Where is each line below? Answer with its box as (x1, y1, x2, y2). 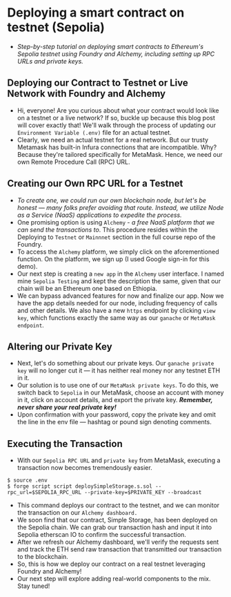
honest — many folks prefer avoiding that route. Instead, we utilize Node (17, 203, 224, 211)
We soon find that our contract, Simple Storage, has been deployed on (17, 516, 218, 524)
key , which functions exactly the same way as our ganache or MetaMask (17, 313, 216, 322)
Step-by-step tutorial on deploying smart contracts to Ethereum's (17, 42, 204, 50)
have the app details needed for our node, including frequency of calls (17, 298, 218, 307)
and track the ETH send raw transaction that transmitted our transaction (17, 545, 222, 553)
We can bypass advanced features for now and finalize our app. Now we (17, 292, 224, 300)
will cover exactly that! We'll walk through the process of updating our (17, 121, 216, 129)
